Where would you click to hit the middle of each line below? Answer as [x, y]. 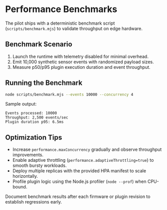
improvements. [28, 155]
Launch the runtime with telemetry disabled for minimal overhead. [80, 56]
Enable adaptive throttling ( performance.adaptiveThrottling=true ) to [83, 160]
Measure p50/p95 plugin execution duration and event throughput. [81, 67]
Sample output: [21, 104]
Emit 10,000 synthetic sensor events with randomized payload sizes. [83, 62]
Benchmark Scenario [39, 44]
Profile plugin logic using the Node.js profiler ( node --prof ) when [79, 181]
